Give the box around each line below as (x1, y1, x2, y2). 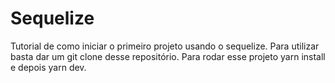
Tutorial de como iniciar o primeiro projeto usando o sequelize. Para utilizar (10, 40, 320, 52)
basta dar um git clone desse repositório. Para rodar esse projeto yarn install (10, 50, 326, 62)
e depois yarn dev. (10, 61, 87, 73)
